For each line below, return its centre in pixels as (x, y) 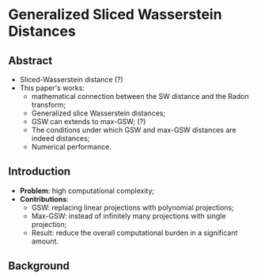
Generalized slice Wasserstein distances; (98, 113)
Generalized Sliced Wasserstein (115, 15)
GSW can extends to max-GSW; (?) (89, 121)
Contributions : (44, 199)
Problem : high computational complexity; (87, 191)
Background (39, 266)
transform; (49, 105)
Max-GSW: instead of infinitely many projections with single (129, 216)
